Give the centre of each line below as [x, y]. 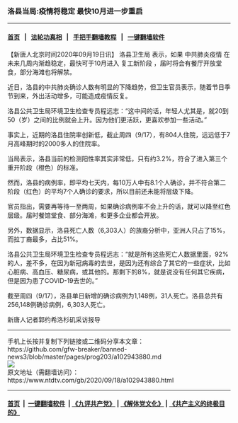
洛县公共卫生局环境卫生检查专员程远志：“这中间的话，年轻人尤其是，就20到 [118, 110]
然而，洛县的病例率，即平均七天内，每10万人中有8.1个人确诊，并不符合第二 [117, 182]
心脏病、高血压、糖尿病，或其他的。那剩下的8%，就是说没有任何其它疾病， [118, 272]
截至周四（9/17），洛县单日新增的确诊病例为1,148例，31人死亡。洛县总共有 [115, 296]
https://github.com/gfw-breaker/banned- [67, 349]
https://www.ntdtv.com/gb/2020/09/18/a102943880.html [91, 380]
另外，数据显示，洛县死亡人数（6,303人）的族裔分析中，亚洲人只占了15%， [118, 230]
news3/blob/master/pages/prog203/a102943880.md [84, 357]
